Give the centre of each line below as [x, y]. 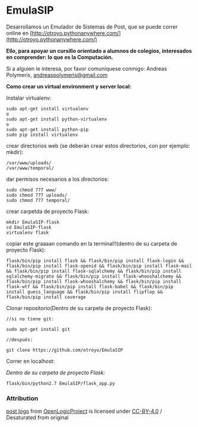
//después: [20, 340]
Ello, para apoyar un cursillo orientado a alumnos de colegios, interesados [99, 50]
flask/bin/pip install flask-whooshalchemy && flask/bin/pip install [94, 281]
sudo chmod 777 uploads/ [37, 195]
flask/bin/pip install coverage [46, 297]
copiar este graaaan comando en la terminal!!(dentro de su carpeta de [92, 243]
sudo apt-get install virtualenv [47, 109]
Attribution [22, 398]
